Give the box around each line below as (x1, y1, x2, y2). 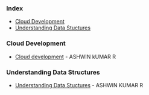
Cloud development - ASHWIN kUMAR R (14, 53, 116, 60)
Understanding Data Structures (6, 68, 101, 76)
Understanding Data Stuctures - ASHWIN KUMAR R (14, 81, 144, 88)
